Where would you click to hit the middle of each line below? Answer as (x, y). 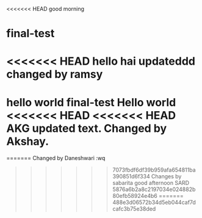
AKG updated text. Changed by (87, 128)
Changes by (167, 176)
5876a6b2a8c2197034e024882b (154, 189)
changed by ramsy (55, 74)
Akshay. (28, 141)
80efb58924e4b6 (135, 196)
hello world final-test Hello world (91, 102)
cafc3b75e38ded (134, 209)
